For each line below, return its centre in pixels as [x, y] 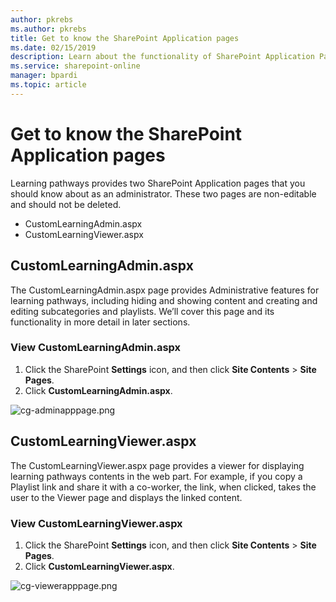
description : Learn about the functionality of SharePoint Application [162, 57]
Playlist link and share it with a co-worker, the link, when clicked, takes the [163, 487]
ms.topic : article [48, 85]
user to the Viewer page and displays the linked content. [126, 497]
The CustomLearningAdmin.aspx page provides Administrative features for [165, 290]
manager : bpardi [44, 76]
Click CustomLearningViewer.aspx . [99, 566]
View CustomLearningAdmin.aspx [96, 348]
